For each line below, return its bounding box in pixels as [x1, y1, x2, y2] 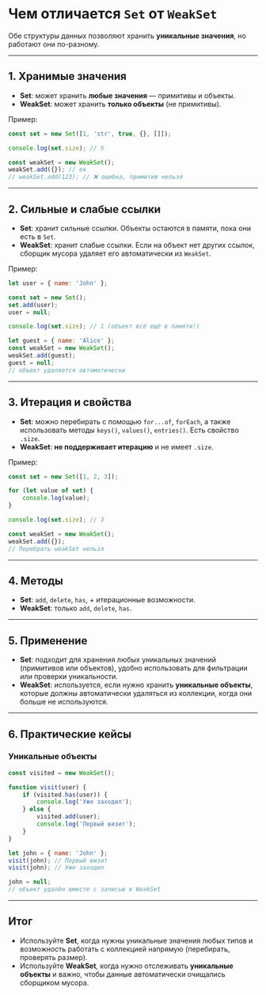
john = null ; [8, 878, 51, 887]
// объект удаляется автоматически [8, 366, 126, 374]
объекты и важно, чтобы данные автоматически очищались [19, 969, 226, 978]
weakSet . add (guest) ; [8, 351, 77, 360]
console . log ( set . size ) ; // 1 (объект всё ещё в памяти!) [8, 322, 200, 331]
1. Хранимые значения [8, 70, 127, 83]
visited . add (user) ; [36, 813, 101, 821]
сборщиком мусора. [19, 978, 89, 987]
